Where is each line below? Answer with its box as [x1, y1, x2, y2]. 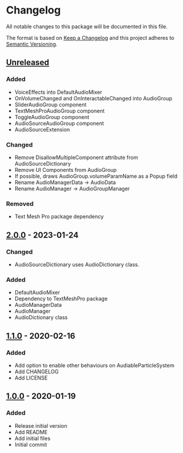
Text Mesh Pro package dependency [14, 213, 104, 220]
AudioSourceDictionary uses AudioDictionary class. [14, 261, 140, 268]
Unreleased [6, 58, 50, 67]
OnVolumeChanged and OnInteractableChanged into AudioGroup [14, 94, 172, 102]
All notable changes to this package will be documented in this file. [6, 23, 168, 30]
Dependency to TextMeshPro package [14, 295, 108, 302]
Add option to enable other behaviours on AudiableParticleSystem [14, 361, 175, 369]
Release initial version [14, 422, 67, 429]
